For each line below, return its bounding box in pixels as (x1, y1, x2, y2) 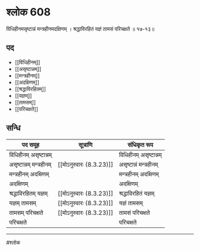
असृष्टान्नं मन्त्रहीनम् (118, 160, 158, 169)
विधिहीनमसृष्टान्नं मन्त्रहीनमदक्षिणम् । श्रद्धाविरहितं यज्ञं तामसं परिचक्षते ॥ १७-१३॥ (6, 25, 155, 32)
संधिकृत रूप (127, 141, 154, 149)
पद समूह (21, 141, 40, 149)
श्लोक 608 (6, 5, 51, 19)
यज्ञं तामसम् (118, 199, 143, 207)
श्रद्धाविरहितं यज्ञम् (118, 189, 155, 198)
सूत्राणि (78, 141, 93, 149)
